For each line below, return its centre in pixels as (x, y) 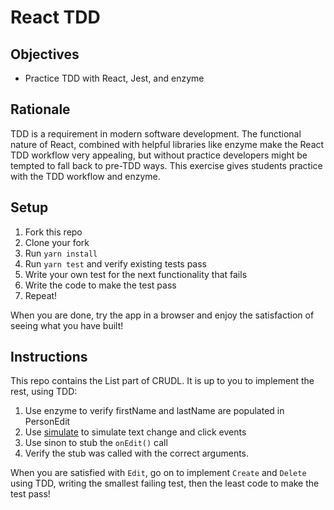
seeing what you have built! (67, 325)
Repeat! (41, 295)
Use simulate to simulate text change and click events (135, 432)
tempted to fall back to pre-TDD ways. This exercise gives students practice (166, 165)
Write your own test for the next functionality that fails (136, 274)
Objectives (45, 54)
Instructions (49, 357)
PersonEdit (47, 422)
